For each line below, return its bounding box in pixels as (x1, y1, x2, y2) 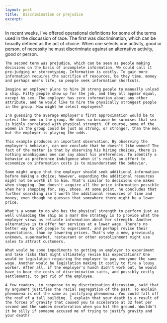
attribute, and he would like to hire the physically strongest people (5, 100, 157, 105)
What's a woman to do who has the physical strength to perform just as (5, 209, 159, 214)
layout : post (5, 7, 32, 12)
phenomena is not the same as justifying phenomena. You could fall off (5, 291, 159, 296)
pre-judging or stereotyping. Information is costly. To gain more (5, 70, 148, 75)
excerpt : (5, 16, 23, 21)
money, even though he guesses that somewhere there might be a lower (5, 196, 155, 201)
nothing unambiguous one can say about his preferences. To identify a (5, 152, 157, 157)
